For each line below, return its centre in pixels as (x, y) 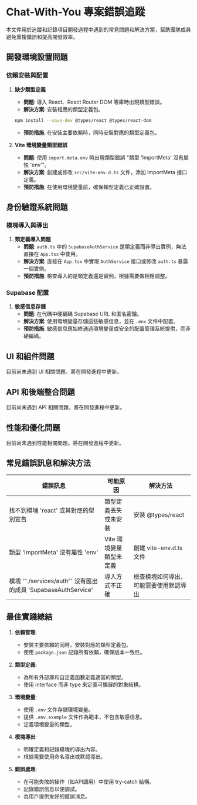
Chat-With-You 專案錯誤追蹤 (76, 12)
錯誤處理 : (26, 769)
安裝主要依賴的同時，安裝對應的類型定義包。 (77, 644)
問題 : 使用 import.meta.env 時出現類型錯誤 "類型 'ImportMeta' (98, 157)
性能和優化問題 (33, 428)
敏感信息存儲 (30, 307)
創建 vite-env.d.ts (158, 548)
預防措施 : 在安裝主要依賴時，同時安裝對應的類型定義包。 (91, 132)
